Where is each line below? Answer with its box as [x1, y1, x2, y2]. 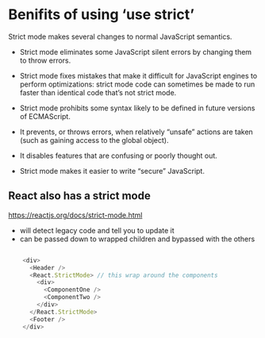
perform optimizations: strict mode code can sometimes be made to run [19, 79, 255, 89]
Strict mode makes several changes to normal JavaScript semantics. [8, 32, 232, 41]
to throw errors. [19, 56, 71, 65]
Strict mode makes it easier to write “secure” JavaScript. [19, 166, 205, 175]
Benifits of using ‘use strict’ [8, 6, 194, 24]
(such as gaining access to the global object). [19, 135, 169, 144]
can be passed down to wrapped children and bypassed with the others [19, 234, 255, 244]
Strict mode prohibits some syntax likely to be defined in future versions [19, 103, 255, 113]
